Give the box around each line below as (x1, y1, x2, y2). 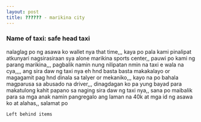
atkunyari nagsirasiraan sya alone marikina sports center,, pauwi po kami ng (6, 54, 196, 62)
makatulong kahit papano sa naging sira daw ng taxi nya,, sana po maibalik (6, 86, 193, 94)
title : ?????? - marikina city (6, 14, 85, 21)
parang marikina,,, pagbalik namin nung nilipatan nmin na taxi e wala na (6, 61, 184, 68)
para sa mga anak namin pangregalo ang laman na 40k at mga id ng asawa (6, 93, 193, 100)
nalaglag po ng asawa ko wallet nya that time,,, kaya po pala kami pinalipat (6, 48, 192, 55)
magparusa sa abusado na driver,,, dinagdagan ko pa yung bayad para (6, 80, 182, 88)
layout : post (6, 8, 39, 15)
